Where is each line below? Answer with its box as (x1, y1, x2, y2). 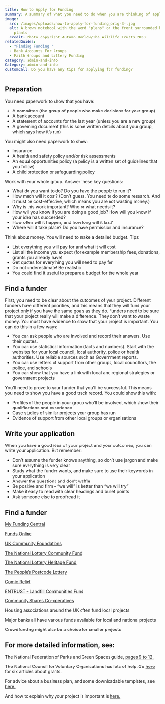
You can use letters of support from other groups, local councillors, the (12, 359, 156, 365)
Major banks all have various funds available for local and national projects (5, 617, 156, 623)
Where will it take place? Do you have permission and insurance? (12, 224, 144, 230)
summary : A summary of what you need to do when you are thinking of (5, 12, 151, 17)
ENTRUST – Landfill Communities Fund (5, 588, 84, 594)
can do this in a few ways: (5, 324, 58, 330)
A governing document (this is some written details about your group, (12, 123, 153, 129)
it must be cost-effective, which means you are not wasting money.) (12, 198, 150, 204)
